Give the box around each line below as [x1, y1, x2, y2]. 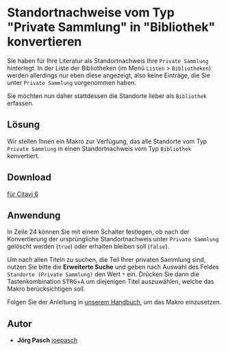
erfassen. [7, 99, 34, 107]
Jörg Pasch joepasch [16, 336, 78, 344]
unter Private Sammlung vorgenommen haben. [7, 78, 137, 86]
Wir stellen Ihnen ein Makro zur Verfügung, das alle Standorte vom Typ [7, 137, 207, 145]
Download [7, 171, 51, 183]
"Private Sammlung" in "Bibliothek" [7, 19, 216, 35]
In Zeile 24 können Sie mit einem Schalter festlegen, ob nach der [7, 228, 190, 236]
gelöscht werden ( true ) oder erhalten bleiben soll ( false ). [7, 242, 170, 251]
